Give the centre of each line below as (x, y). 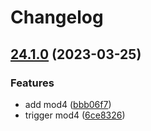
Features (32, 83)
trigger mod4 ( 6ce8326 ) (75, 115)
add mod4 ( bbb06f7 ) (68, 104)
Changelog (57, 17)
